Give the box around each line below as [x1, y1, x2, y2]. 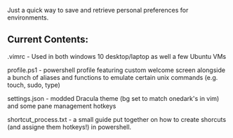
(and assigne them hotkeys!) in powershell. [7, 123, 132, 131]
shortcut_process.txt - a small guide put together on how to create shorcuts [7, 115, 227, 123]
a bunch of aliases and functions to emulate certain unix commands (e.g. [7, 73, 218, 81]
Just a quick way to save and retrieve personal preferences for [7, 6, 189, 14]
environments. [7, 13, 49, 22]
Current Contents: [7, 34, 89, 46]
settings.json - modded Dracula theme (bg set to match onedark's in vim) [7, 94, 220, 102]
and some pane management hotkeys [7, 102, 116, 110]
